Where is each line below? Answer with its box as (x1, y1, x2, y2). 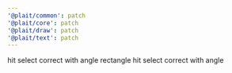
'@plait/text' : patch (7, 33, 79, 42)
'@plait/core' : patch (7, 19, 79, 27)
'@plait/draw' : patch (7, 26, 79, 34)
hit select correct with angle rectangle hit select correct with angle (7, 56, 224, 65)
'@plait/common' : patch (7, 11, 86, 20)
